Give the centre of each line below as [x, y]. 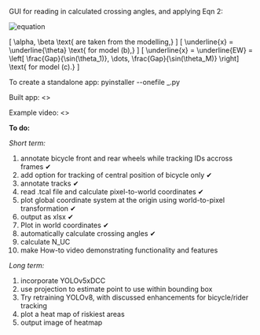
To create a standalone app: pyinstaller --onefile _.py [94, 82]
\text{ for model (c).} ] [44, 67]
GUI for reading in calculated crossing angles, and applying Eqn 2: [116, 11]
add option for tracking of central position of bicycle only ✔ [116, 175]
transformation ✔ [48, 208]
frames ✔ [36, 167]
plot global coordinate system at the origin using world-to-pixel [123, 200]
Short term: [27, 143]
